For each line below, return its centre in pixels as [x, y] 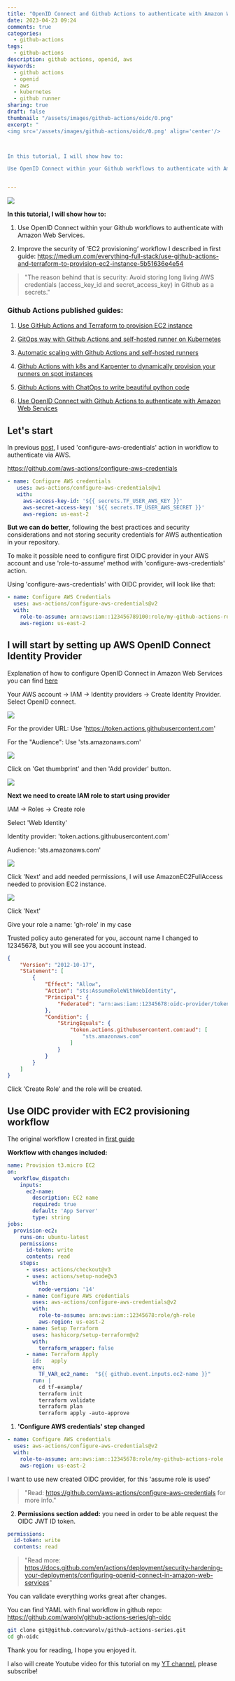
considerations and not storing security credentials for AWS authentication [115, 535]
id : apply [50, 1361]
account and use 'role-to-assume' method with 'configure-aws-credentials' [116, 563]
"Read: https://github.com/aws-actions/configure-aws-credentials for [125, 1492]
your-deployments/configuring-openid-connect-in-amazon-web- [119, 1575]
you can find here [33, 681]
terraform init [60, 1393]
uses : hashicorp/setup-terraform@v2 [86, 1335]
